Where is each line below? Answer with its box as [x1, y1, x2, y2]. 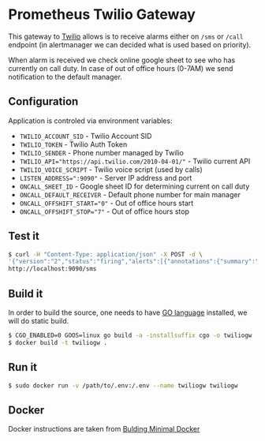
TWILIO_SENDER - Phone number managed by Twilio [19, 148, 184, 157]
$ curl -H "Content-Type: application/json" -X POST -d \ [8, 250, 203, 258]
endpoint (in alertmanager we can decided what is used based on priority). [8, 39, 252, 49]
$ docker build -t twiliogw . [8, 338, 108, 346]
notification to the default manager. [8, 72, 122, 81]
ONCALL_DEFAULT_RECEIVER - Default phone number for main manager [19, 189, 241, 199]
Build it [8, 286, 43, 301]
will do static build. [8, 316, 69, 325]
